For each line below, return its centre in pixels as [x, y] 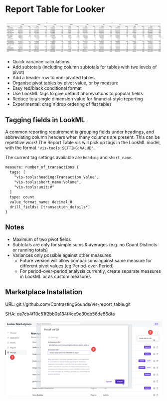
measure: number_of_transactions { [42, 167]
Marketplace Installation [44, 292]
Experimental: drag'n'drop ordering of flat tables [62, 104]
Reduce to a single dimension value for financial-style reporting [78, 99]
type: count [22, 197]
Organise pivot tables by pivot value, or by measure [65, 83]
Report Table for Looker [55, 9]
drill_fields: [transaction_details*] [50, 207]
